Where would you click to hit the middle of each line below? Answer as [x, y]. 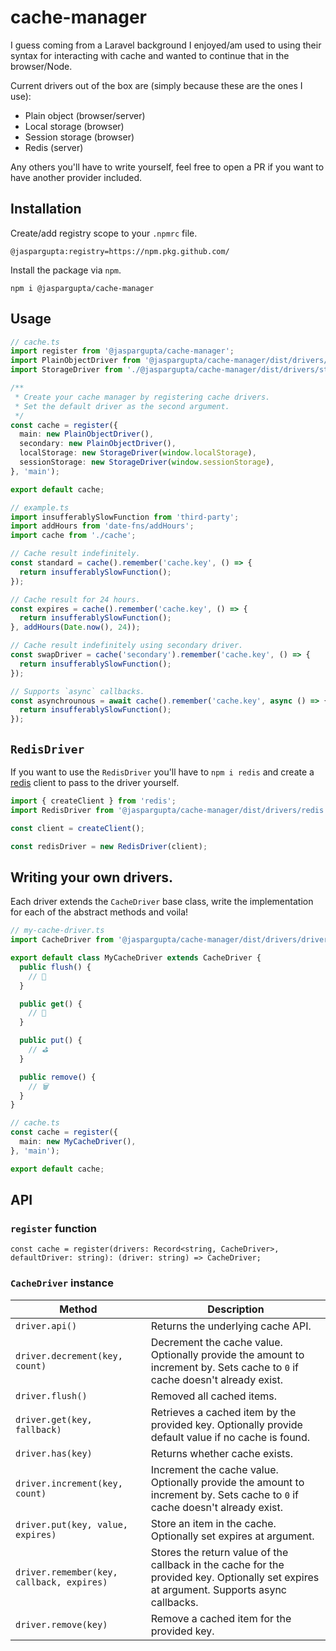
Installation [46, 209]
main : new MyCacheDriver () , [78, 1142]
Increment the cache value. [214, 1469]
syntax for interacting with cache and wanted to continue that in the [150, 55]
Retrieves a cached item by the [223, 1412]
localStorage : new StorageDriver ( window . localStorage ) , [138, 453]
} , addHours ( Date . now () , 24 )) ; [75, 627]
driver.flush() [51, 1395]
